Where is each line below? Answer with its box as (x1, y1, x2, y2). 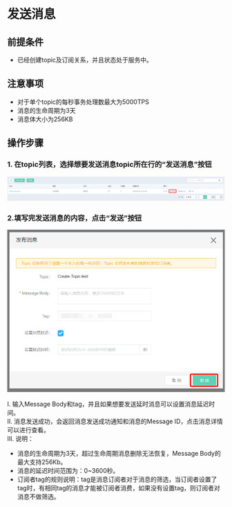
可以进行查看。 (7, 426, 50, 434)
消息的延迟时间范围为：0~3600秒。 (17, 467, 119, 475)
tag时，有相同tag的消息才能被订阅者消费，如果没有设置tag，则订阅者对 (17, 484, 221, 492)
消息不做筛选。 (17, 492, 60, 501)
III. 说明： (7, 434, 35, 443)
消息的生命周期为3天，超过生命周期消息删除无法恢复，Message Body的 (17, 450, 221, 458)
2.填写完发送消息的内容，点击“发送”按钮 (7, 213, 142, 222)
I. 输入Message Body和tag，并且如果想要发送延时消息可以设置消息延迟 (7, 400, 209, 409)
